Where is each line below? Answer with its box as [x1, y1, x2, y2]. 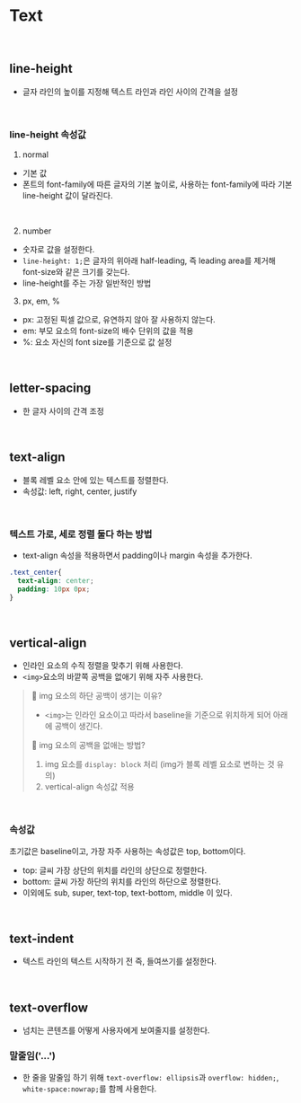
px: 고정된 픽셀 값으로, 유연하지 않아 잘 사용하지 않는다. [22, 314, 216, 325]
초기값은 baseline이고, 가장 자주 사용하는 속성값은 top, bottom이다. [9, 845, 246, 856]
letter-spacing [9, 381, 92, 396]
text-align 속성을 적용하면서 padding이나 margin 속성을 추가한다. [22, 550, 253, 560]
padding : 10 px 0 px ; [17, 585, 91, 594]
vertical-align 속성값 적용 [44, 781, 135, 792]
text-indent [9, 931, 75, 946]
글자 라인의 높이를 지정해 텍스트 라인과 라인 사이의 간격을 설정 [22, 86, 238, 97]
